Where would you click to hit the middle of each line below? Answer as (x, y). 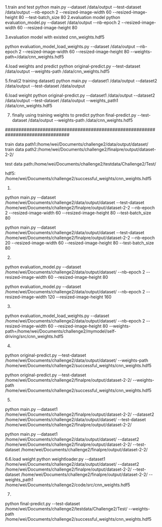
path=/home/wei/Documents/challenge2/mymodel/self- (61, 331)
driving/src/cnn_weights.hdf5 (34, 336)
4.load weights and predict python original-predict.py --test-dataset (73, 66)
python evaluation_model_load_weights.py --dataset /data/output (70, 46)
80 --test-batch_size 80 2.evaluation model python (69, 17)
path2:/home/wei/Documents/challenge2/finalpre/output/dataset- (90, 149)
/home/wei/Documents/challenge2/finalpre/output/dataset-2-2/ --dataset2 (80, 414)
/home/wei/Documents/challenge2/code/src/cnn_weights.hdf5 (68, 485)
